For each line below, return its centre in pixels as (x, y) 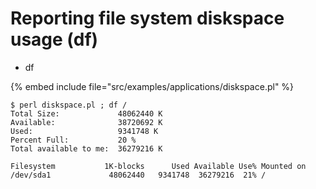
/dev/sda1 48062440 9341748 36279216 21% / (138, 175)
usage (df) (54, 39)
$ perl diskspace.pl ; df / (69, 105)
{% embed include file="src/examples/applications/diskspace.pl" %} (152, 86)
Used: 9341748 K (84, 131)
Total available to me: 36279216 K (86, 148)
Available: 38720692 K (86, 122)
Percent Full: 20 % (73, 140)
